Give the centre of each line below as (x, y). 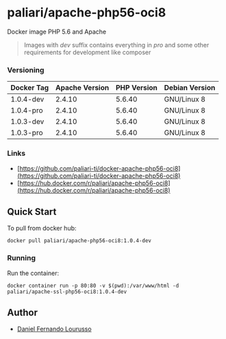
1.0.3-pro (27, 133)
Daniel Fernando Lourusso (54, 329)
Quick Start (32, 212)
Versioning (26, 70)
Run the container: (33, 273)
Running (22, 258)
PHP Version (136, 88)
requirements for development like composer (87, 52)
